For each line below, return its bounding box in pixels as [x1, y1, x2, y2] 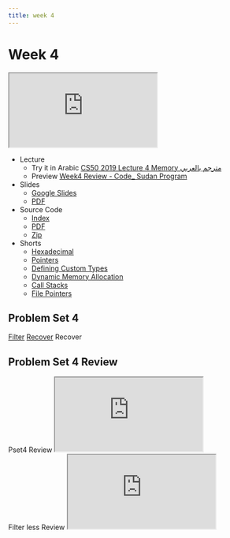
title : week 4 [8, 11, 55, 20]
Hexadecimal [31, 246, 74, 256]
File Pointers [31, 289, 72, 298]
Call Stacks [31, 280, 69, 290]
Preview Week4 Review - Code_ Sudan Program [31, 171, 187, 181]
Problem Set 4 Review [8, 355, 118, 368]
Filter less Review [8, 522, 65, 532]
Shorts [19, 238, 42, 248]
